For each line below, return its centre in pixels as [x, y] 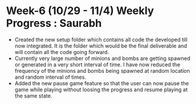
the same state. [33, 96]
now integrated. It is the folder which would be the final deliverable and [101, 46]
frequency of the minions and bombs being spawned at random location [102, 71]
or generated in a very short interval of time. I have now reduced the [97, 64]
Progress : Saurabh [54, 23]
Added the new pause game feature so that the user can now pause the [102, 83]
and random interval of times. [50, 77]
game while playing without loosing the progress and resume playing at [101, 89]
